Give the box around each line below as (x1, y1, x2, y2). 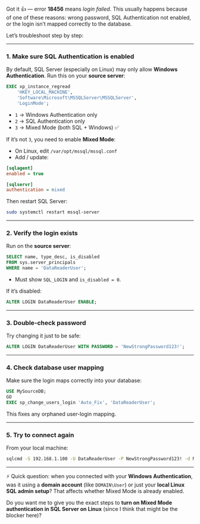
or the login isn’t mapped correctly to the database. (6, 20, 132, 27)
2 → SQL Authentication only (14, 117, 85, 125)
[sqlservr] (6, 181, 33, 187)
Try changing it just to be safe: (6, 332, 81, 339)
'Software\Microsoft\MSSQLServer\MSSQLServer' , (17, 95, 137, 101)
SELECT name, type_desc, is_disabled (6, 254, 100, 260)
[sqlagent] (6, 165, 33, 171)
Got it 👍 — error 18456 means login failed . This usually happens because (6, 5, 187, 13)
